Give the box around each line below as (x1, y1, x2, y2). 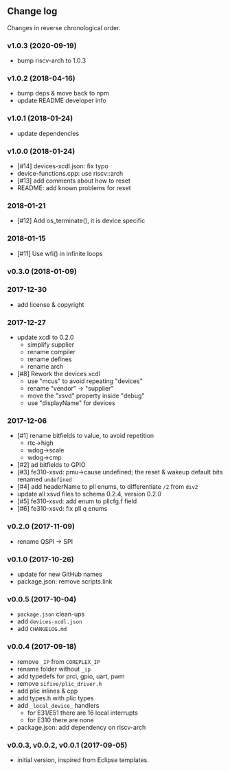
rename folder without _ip (16, 665, 91, 673)
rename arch (27, 363, 64, 371)
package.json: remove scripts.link (16, 577, 113, 586)
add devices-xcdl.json (16, 617, 82, 625)
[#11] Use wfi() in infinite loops (16, 249, 103, 257)
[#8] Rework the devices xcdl (16, 370, 101, 378)
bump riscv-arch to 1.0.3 (16, 56, 87, 65)
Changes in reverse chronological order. (7, 23, 121, 32)
